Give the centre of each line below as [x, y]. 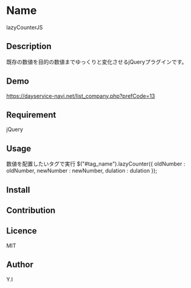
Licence [22, 231]
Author [20, 265]
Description [29, 46]
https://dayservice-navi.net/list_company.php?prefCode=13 [81, 96]
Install [18, 189]
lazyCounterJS [25, 27]
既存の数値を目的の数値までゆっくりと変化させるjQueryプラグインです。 [97, 62]
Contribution [31, 210]
